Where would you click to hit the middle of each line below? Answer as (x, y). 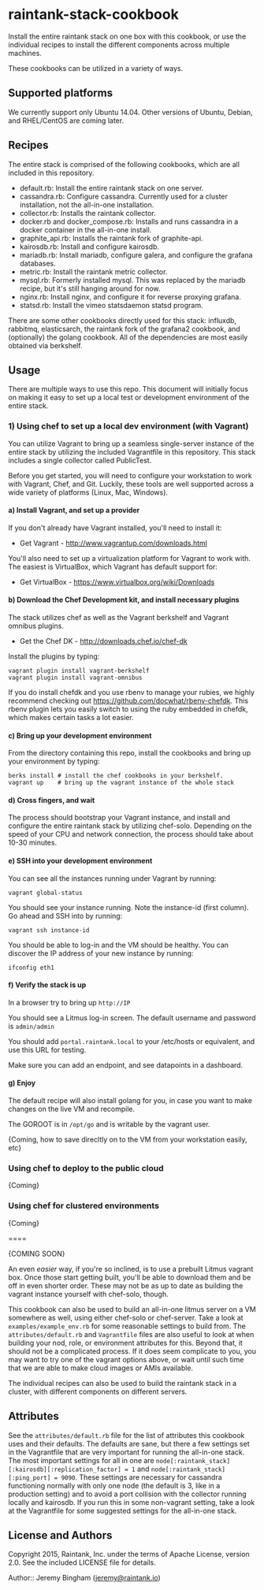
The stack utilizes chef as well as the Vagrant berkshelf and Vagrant (119, 618)
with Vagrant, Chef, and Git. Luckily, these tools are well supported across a (131, 484)
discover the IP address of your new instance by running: (101, 953)
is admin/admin (32, 1026)
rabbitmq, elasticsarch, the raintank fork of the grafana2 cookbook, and (124, 329)
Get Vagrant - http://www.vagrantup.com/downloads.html (113, 543)
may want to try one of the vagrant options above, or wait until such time (126, 1359)
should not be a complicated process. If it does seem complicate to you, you (132, 1351)
